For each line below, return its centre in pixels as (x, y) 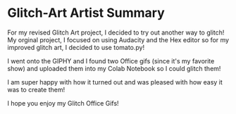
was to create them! (36, 89)
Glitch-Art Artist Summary (86, 13)
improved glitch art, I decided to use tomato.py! (76, 47)
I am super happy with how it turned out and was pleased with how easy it (115, 82)
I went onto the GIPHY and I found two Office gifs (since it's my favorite (111, 61)
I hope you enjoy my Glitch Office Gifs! (63, 103)
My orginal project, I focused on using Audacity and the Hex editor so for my (118, 39)
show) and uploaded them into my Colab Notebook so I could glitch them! (114, 68)
